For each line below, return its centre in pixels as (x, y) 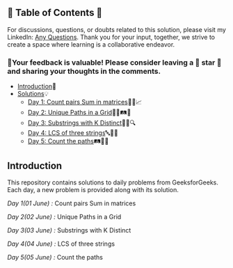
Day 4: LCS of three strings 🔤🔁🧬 (73, 133)
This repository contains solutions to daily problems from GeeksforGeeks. (113, 182)
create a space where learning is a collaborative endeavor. (91, 44)
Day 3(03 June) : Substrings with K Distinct (69, 230)
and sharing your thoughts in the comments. (84, 71)
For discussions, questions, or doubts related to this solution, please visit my (116, 29)
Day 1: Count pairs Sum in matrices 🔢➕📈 (85, 102)
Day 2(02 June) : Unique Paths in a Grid (64, 216)
